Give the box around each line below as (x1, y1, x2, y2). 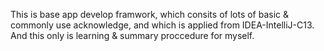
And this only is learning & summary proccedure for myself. (10, 30, 255, 41)
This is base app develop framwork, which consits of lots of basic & (10, 9, 290, 20)
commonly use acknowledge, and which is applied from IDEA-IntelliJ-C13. (10, 19, 315, 31)
